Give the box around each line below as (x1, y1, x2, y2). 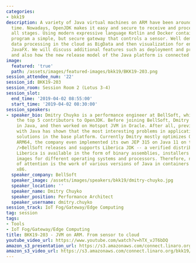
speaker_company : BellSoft (11, 172, 77, 178)
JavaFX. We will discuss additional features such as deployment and (11, 47, 184, 53)
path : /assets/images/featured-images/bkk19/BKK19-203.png (11, 69, 158, 74)
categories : (6, 8, 35, 15)
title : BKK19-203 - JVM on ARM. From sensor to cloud (6, 232, 140, 238)
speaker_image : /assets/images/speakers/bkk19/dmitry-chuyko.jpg (11, 177, 174, 183)
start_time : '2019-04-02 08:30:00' (11, 101, 98, 107)
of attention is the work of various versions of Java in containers (16, 161, 190, 167)
